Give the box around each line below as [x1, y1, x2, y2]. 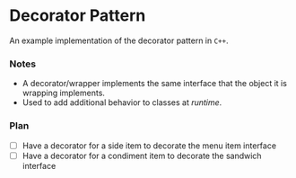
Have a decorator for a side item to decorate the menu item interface [22, 140, 276, 151]
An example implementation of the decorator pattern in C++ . [9, 35, 229, 46]
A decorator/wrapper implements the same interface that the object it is [22, 78, 287, 89]
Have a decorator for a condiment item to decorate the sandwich [22, 150, 262, 161]
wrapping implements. [22, 87, 106, 99]
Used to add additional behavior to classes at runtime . [22, 97, 222, 108]
